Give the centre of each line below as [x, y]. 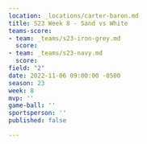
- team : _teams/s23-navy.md [56, 53]
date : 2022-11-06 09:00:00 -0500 [65, 76]
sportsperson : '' [38, 113]
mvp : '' [21, 98]
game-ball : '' [32, 105]
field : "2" [27, 68]
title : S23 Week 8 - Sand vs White [68, 23]
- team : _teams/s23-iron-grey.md [65, 38]
